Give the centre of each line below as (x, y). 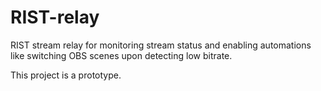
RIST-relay (55, 17)
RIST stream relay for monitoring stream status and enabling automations (161, 45)
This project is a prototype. (66, 75)
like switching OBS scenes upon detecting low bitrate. (121, 55)
